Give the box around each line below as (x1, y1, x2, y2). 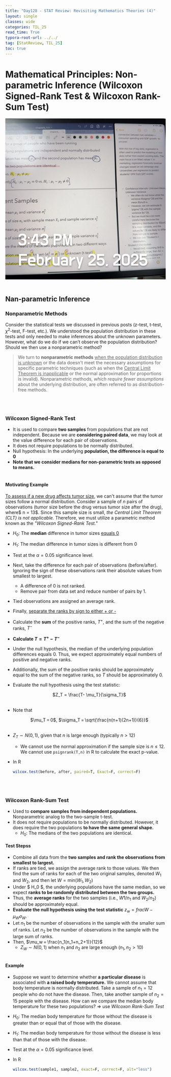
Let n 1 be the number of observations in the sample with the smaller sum (12, 920, 165, 927)
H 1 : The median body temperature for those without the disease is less (12, 1030, 161, 1037)
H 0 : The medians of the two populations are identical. (20, 830, 133, 837)
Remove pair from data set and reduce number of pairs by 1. (20, 588, 147, 595)
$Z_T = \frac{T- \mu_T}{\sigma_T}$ (52, 692, 126, 698)
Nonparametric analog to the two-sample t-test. (12, 814, 113, 820)
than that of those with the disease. (12, 1036, 87, 1042)
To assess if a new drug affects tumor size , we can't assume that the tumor (5, 493, 163, 499)
